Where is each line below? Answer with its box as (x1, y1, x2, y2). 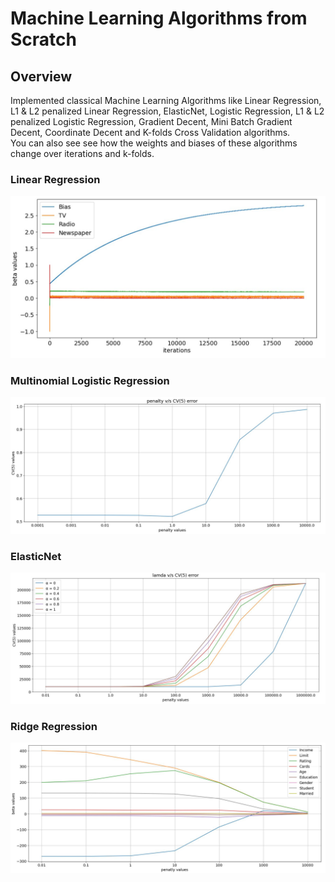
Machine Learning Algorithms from (10, 7, 308, 30)
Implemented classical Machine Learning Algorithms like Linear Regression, (10, 95, 322, 106)
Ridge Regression (10, 719, 98, 733)
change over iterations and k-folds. (10, 148, 155, 159)
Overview (10, 68, 73, 85)
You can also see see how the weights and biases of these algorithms (10, 137, 298, 149)
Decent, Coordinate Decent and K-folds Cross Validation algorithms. (10, 127, 291, 138)
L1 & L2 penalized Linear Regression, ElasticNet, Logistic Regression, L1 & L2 (10, 105, 325, 117)
